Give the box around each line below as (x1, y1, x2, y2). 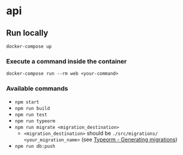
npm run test (14, 112, 48, 118)
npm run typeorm (14, 118, 55, 124)
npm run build (14, 105, 50, 111)
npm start (14, 99, 40, 105)
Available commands (6, 84, 69, 93)
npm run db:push (14, 143, 55, 149)
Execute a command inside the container (6, 57, 127, 65)
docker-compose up (6, 43, 52, 49)
